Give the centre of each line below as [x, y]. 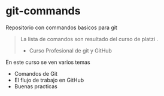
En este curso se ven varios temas [48, 62]
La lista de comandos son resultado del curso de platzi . [89, 39]
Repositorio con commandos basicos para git [61, 27]
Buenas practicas [36, 86]
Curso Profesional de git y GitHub [70, 50]
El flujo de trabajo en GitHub [49, 80]
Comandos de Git [36, 73]
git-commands [43, 11]
